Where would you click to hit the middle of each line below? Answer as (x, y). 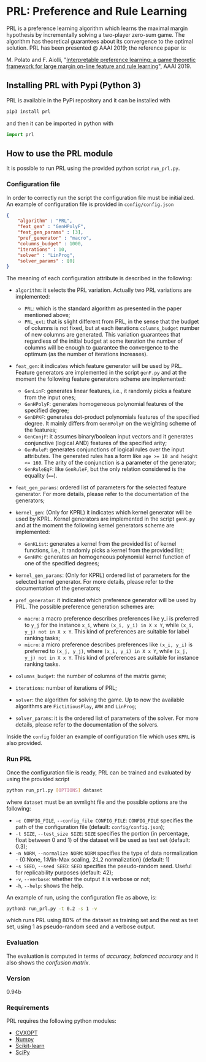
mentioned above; (47, 315)
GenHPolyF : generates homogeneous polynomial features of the (104, 404)
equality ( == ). (41, 476)
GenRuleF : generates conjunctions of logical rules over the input (104, 449)
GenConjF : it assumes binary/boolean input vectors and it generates (109, 437)
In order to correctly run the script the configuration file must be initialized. (101, 197)
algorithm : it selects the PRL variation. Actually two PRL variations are (103, 290)
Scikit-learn (30, 1046)
